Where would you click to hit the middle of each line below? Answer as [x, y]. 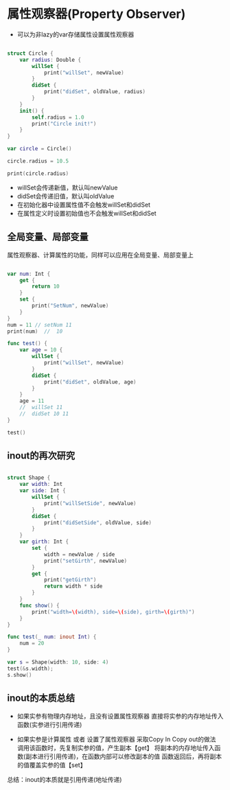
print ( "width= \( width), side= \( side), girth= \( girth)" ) [113, 612]
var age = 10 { [41, 350]
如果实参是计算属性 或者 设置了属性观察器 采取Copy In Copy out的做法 [116, 739]
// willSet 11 [41, 408]
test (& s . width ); [30, 669]
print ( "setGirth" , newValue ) [85, 561]
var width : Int [41, 485]
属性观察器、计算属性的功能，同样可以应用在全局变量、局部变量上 [100, 255]
